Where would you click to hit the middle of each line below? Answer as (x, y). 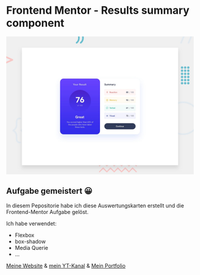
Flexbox (24, 235)
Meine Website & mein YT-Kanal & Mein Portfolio (66, 265)
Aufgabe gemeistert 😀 (49, 191)
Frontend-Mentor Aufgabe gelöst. (47, 212)
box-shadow (30, 241)
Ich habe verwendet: (31, 223)
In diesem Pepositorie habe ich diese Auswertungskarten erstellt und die (95, 205)
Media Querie (32, 247)
